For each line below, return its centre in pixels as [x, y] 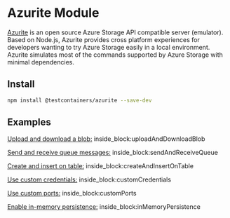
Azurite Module [53, 13]
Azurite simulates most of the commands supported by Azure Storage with [115, 55]
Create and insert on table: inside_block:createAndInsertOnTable [101, 166]
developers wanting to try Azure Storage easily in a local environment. [109, 47]
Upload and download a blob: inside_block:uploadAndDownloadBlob [106, 139]
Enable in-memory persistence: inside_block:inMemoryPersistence [104, 207]
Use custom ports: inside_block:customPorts [72, 193]
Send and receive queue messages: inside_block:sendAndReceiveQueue [113, 153]
